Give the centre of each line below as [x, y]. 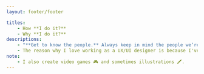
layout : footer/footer [35, 12]
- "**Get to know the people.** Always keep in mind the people [100, 45]
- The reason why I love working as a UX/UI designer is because [102, 51]
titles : [16, 23]
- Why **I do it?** [42, 34]
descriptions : [24, 40]
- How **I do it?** [42, 28]
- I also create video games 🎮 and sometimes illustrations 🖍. [101, 62]
